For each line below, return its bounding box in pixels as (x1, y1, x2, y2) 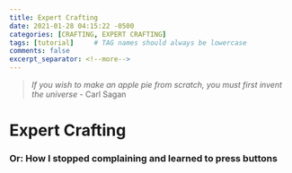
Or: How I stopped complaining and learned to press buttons (9, 152, 279, 165)
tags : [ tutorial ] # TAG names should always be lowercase (9, 38, 247, 48)
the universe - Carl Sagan (31, 89, 127, 99)
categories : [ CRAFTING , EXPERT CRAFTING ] (9, 30, 167, 39)
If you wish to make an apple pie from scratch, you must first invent (31, 80, 283, 90)
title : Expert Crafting (9, 13, 99, 22)
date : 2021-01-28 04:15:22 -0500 (9, 22, 135, 30)
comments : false (9, 47, 70, 56)
